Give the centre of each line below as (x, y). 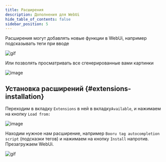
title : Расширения (24, 10)
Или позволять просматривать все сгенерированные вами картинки (79, 63)
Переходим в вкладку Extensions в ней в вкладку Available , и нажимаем (83, 109)
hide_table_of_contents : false (38, 19)
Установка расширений (45, 89)
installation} (25, 96)
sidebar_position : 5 (27, 24)
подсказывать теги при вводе (37, 44)
